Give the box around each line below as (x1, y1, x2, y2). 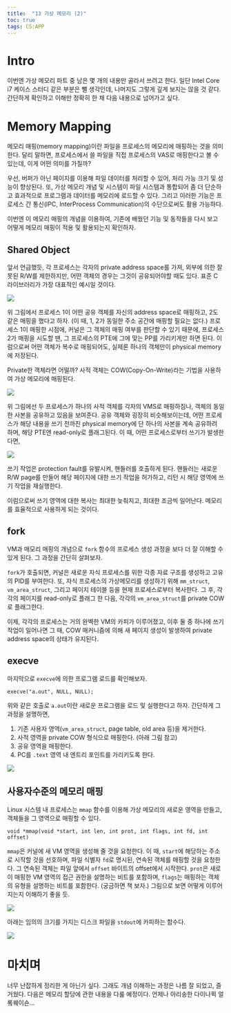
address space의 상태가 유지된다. (7, 634, 99, 643)
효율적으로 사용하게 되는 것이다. (14, 505, 99, 514)
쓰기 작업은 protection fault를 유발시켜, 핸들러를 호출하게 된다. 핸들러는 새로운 (7, 465, 218, 473)
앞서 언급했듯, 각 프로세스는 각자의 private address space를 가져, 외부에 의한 (7, 263, 216, 272)
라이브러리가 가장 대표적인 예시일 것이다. (7, 281, 116, 289)
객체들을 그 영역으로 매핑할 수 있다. (7, 814, 101, 822)
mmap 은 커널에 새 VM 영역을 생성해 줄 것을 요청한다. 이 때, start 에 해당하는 (7, 846, 208, 855)
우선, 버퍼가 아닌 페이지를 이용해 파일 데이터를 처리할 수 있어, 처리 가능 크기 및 (7, 174, 217, 183)
